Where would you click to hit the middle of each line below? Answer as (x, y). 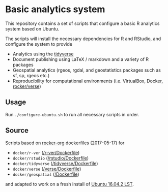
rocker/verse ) (27, 86)
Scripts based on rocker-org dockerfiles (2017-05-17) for (65, 143)
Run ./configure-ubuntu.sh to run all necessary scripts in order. (72, 114)
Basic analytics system (55, 9)
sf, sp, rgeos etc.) (31, 75)
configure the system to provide (39, 44)
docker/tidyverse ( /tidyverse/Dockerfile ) (55, 163)
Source (17, 131)
